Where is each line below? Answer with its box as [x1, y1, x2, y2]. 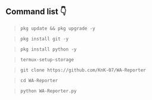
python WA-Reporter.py [20, 87, 77, 94]
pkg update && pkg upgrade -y [20, 25, 96, 32]
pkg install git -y [20, 36, 69, 42]
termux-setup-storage [20, 57, 74, 62]
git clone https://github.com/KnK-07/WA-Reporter [20, 67, 147, 73]
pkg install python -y [20, 46, 77, 52]
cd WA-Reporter [20, 77, 58, 83]
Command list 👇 [5, 7, 67, 17]
